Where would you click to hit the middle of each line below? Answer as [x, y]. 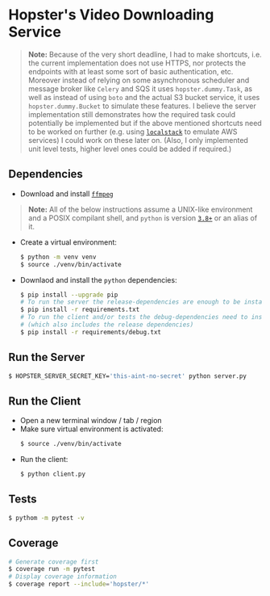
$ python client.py [53, 474]
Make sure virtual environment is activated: [91, 429]
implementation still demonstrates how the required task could [132, 114]
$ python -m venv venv [58, 257]
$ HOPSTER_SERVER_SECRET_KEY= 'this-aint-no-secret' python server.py [128, 376]
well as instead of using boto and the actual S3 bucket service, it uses [144, 97]
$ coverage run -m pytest [52, 569]
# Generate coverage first [54, 562]
